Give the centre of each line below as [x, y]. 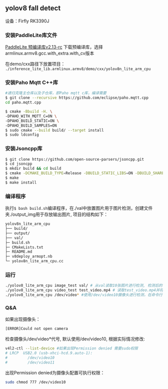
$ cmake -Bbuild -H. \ [29, 112]
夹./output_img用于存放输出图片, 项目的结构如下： [57, 214]
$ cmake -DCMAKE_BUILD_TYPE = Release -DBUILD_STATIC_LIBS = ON [69, 173]
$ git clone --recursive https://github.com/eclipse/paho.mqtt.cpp [77, 98]
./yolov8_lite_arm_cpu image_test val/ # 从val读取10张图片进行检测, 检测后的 [84, 286]
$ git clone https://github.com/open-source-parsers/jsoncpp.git [74, 159]
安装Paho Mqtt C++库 [32, 83]
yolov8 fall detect [33, 8]
